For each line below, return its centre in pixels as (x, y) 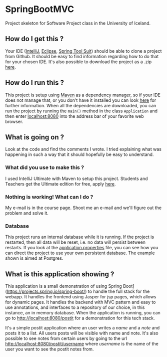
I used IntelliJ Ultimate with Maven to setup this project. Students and (77, 178)
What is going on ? (34, 137)
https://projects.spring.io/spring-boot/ (46, 291)
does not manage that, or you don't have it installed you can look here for (81, 100)
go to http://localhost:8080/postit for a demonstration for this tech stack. (80, 318)
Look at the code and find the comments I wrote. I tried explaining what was (83, 149)
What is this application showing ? (60, 274)
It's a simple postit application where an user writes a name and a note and (82, 328)
